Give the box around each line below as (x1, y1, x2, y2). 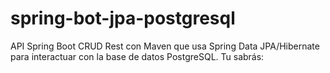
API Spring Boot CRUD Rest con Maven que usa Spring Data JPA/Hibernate (10, 40, 320, 52)
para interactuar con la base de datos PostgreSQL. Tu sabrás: (10, 50, 265, 62)
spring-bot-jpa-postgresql (10, 7, 236, 30)
